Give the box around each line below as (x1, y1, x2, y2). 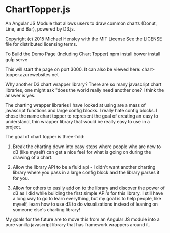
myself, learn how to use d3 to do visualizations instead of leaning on (12, 201, 158, 207)
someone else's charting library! (12, 206, 80, 212)
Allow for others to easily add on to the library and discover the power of (12, 185, 165, 191)
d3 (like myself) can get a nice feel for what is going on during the (12, 149, 151, 155)
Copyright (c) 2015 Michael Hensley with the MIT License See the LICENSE (5, 36, 162, 42)
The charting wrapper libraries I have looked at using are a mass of (5, 102, 146, 108)
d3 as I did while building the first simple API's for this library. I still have (12, 190, 163, 196)
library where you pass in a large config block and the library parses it (12, 169, 160, 176)
